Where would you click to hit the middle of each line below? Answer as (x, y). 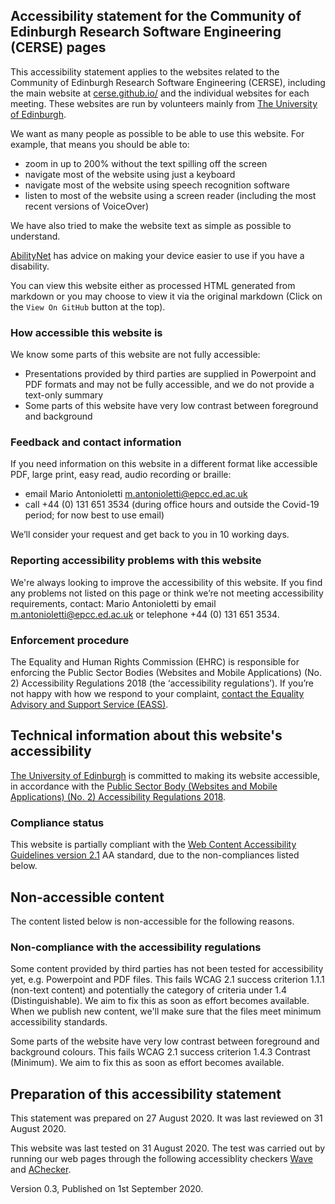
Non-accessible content (87, 897)
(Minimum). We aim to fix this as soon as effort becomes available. (147, 1063)
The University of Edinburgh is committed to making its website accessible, (165, 775)
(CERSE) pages (58, 47)
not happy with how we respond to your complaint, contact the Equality (157, 693)
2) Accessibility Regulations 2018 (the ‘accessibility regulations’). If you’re (162, 683)
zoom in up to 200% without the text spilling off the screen (146, 163)
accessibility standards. (59, 1022)
